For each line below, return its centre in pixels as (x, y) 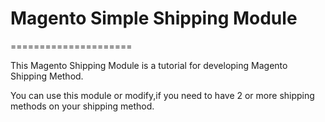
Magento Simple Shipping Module (154, 18)
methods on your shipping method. (82, 106)
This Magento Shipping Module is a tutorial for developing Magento (149, 65)
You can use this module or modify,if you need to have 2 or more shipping (162, 95)
